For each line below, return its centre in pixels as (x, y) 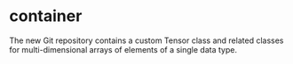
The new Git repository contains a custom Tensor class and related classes (146, 40)
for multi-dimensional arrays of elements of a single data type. (123, 49)
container (46, 16)
